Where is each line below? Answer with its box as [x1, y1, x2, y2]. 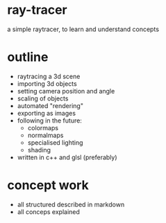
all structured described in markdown [17, 200, 125, 208]
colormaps [27, 123, 59, 132]
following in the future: [17, 116, 82, 125]
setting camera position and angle [17, 87, 115, 95]
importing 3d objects [17, 79, 78, 88]
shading [27, 145, 51, 154]
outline [7, 49, 49, 65]
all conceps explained [17, 207, 80, 216]
